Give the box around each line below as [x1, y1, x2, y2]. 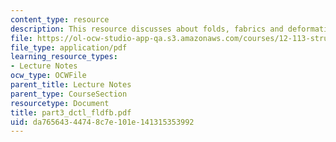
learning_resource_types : [10, 52, 118, 62]
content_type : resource [10, 14, 110, 25]
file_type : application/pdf [10, 42, 128, 53]
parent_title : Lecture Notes [10, 80, 132, 90]
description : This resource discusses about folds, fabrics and [10, 24, 284, 34]
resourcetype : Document [10, 98, 110, 108]
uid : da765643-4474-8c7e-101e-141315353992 [10, 117, 195, 127]
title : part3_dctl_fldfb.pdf [10, 107, 132, 118]
